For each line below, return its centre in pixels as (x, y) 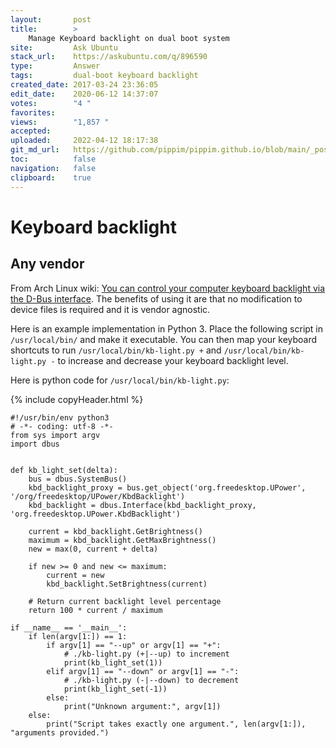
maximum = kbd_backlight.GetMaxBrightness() (122, 540)
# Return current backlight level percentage (125, 601)
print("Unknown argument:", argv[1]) (142, 706)
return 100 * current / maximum (95, 610)
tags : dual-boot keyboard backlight (104, 76)
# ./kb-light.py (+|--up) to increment (146, 654)
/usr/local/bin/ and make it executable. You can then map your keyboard (164, 339)
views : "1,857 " (60, 122)
